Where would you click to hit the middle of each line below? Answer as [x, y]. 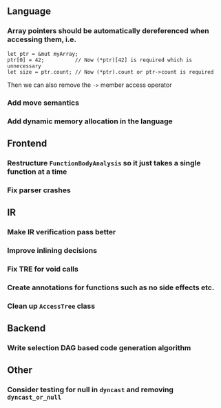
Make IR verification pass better [62, 232]
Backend [27, 328]
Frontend [27, 143]
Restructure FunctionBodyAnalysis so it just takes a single [104, 163]
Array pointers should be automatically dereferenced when [108, 31]
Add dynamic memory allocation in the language [90, 121]
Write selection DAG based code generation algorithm [99, 348]
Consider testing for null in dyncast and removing [91, 390]
